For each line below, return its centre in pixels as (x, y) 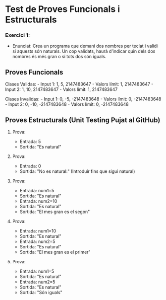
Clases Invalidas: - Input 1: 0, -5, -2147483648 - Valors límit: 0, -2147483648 (83, 99)
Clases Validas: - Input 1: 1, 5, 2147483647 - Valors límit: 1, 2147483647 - (79, 84)
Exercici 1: (18, 35)
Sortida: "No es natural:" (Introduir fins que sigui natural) (77, 171)
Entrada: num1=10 (38, 231)
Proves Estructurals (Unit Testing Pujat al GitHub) (83, 120)
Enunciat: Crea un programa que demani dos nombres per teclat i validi (85, 46)
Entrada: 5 (30, 142)
